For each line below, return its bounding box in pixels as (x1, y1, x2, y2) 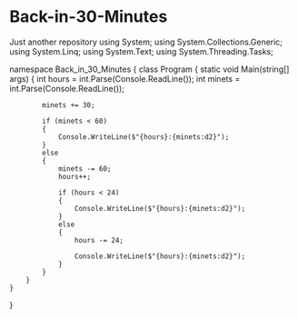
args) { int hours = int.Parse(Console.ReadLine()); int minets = (9, 73, 241, 84)
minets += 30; (42, 100, 95, 110)
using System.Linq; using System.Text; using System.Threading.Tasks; (9, 45, 274, 56)
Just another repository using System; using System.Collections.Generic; (9, 36, 283, 47)
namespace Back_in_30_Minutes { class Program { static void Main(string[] (9, 64, 290, 75)
